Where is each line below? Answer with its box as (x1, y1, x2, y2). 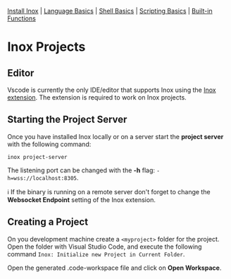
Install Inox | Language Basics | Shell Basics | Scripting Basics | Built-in (7, 7, 213, 15)
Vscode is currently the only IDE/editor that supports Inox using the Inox (7, 85, 216, 94)
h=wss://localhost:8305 (7, 174, 77, 182)
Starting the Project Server (7, 114, 127, 126)
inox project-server (7, 153, 68, 160)
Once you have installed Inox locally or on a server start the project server (7, 132, 224, 141)
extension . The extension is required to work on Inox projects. (7, 93, 187, 102)
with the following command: (7, 140, 92, 148)
